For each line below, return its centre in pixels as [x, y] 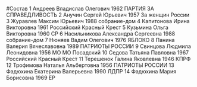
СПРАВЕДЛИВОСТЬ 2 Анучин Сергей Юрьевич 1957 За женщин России [98, 15]
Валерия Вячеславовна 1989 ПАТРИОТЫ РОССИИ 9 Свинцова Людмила [99, 46]
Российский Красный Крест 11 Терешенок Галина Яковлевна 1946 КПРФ [98, 59]
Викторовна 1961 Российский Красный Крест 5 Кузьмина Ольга [87, 27]
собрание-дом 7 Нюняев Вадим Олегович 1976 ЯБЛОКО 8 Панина [90, 40]
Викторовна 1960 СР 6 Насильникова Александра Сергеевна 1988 [91, 34]
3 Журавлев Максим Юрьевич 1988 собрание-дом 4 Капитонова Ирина [98, 21]
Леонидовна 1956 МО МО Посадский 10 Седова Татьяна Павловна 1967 [98, 52]
